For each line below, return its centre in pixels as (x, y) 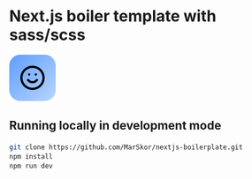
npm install (31, 156)
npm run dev (31, 166)
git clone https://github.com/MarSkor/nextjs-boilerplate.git (126, 147)
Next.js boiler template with (113, 16)
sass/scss (47, 35)
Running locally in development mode (115, 126)
